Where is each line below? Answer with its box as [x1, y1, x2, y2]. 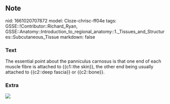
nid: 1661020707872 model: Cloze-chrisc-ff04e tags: [5, 17, 116, 23]
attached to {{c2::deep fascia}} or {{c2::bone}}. [5, 69, 105, 75]
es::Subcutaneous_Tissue [5, 34, 59, 40]
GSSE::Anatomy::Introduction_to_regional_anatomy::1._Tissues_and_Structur [5, 28, 165, 35]
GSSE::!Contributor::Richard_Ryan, [5, 23, 78, 29]
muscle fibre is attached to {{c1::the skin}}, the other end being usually [5, 64, 154, 70]
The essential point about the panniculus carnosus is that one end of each [5, 58, 162, 64]
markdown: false [60, 34, 95, 40]
